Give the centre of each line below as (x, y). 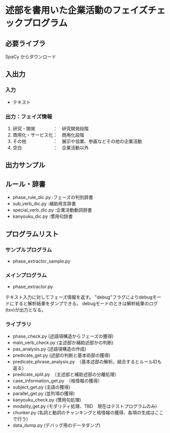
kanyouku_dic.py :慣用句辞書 (42, 216)
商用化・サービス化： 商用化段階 (48, 135)
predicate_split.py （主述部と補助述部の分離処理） (66, 374)
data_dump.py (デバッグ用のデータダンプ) (56, 425)
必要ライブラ (25, 44)
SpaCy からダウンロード (31, 57)
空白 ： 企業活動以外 (51, 148)
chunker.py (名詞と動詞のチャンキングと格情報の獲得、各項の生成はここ (88, 413)
